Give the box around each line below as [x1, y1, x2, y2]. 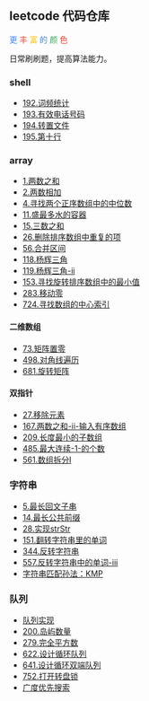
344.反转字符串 [22, 546, 80, 556]
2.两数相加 [22, 187, 62, 197]
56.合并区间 [22, 243, 66, 254]
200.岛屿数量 [22, 627, 72, 637]
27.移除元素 [22, 409, 66, 420]
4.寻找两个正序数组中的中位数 [22, 198, 133, 209]
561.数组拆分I [22, 454, 72, 465]
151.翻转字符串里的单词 [22, 535, 108, 546]
